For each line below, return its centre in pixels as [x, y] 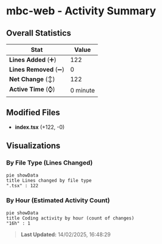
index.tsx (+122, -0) [40, 127]
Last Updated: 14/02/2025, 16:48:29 [66, 234]
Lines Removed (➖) [37, 70]
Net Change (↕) [32, 79]
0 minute [82, 90]
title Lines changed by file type [49, 180]
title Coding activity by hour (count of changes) [70, 218]
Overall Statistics [39, 33]
